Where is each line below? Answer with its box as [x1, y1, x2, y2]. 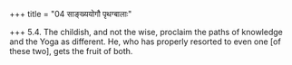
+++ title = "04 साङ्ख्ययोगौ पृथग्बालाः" [9, 9, 132, 19]
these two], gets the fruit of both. [9, 46, 133, 56]
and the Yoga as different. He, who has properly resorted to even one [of [9, 36, 281, 47]
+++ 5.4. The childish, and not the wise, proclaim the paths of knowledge [9, 27, 283, 37]
